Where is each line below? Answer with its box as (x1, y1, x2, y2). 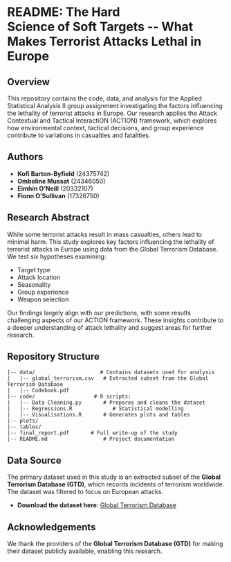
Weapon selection (17, 295, 69, 304)
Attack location (17, 273, 61, 281)
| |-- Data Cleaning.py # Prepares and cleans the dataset (7, 399, 206, 406)
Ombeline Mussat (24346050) (17, 177, 106, 185)
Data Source (7, 455, 62, 466)
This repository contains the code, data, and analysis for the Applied (7, 94, 202, 103)
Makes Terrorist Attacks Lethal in (7, 34, 202, 49)
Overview (7, 76, 50, 87)
